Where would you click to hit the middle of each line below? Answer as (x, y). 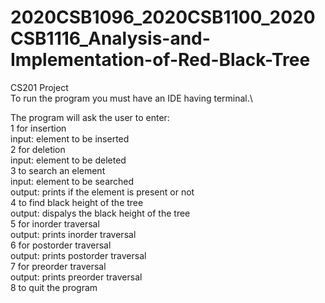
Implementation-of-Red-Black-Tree (160, 60)
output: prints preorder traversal (76, 277)
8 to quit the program (54, 287)
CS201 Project (39, 87)
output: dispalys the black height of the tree (100, 213)
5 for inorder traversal (55, 223)
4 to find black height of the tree (77, 202)
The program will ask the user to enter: (90, 117)
